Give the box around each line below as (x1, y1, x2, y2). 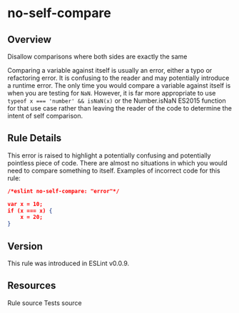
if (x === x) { (7, 207, 53, 215)
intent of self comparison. (7, 112, 83, 120)
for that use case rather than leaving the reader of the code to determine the (7, 104, 232, 112)
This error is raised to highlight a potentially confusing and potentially (7, 151, 211, 160)
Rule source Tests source (7, 298, 82, 307)
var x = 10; (7, 200, 43, 207)
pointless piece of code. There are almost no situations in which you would (7, 158, 228, 167)
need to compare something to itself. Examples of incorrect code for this (7, 166, 220, 175)
